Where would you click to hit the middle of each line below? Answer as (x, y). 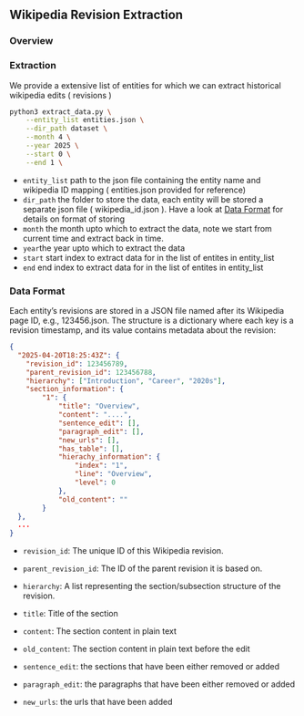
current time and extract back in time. (93, 238)
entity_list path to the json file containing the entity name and (142, 180)
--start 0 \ (48, 154)
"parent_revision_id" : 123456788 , (91, 372)
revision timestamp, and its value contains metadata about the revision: (143, 330)
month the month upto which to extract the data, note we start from (147, 228)
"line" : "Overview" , (113, 474)
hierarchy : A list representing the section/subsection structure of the (152, 586)
